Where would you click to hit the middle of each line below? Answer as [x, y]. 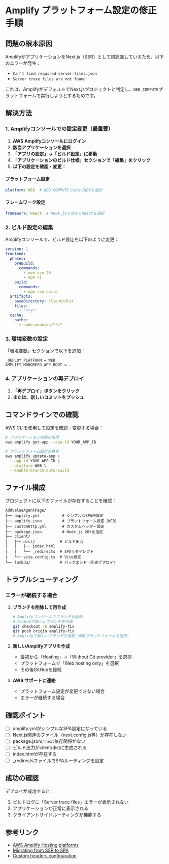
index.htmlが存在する [35, 754]
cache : [17, 315]
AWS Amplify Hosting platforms [45, 845]
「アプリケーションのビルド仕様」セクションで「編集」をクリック [81, 160]
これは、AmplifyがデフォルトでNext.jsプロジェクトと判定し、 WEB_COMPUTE [82, 89]
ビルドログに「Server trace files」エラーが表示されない [71, 802]
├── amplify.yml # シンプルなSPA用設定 [55, 516]
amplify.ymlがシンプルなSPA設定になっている [60, 729]
